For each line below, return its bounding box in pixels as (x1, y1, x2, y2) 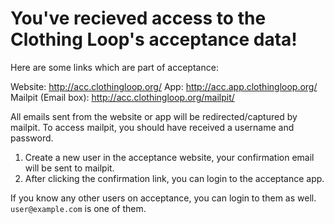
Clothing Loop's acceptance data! (10, 28, 298, 51)
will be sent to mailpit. (24, 162, 115, 174)
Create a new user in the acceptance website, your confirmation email (24, 151, 315, 163)
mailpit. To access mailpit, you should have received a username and (10, 121, 295, 133)
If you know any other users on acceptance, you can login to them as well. (10, 192, 317, 204)
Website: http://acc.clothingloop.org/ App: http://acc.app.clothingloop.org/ (10, 80, 318, 92)
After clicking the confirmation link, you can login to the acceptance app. (24, 172, 325, 184)
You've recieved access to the (10, 7, 267, 30)
